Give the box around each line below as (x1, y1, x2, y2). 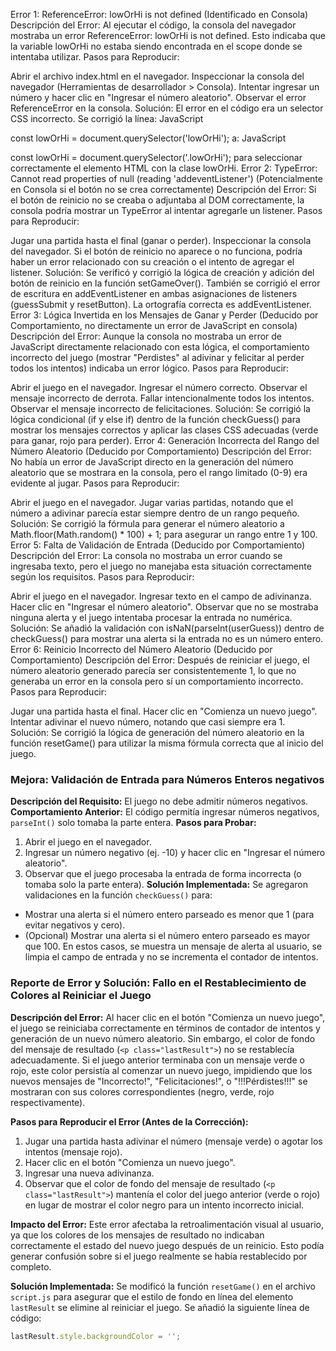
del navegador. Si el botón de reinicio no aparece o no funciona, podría (10, 245, 303, 257)
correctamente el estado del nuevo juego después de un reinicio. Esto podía (10, 1239, 325, 1251)
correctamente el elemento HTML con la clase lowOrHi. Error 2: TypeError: (10, 162, 318, 174)
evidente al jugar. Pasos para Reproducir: (10, 477, 180, 489)
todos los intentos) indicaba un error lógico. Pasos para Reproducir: (10, 362, 290, 374)
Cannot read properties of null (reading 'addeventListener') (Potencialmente (10, 173, 323, 184)
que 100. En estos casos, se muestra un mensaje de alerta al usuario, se (24, 940, 323, 953)
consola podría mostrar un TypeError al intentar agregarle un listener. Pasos (10, 205, 323, 216)
